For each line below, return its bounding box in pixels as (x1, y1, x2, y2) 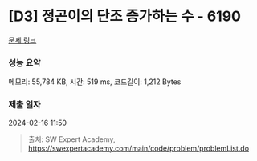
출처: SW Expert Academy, (27, 134, 116, 144)
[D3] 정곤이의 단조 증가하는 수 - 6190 (8, 7, 241, 26)
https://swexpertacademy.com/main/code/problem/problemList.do (27, 143, 250, 153)
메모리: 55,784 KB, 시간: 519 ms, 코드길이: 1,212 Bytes (8, 77, 182, 87)
